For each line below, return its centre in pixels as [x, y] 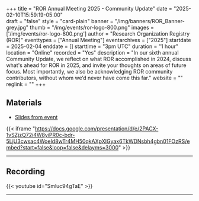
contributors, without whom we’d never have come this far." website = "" [95, 78]
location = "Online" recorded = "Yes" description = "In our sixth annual [92, 52]
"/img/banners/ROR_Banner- [150, 21]
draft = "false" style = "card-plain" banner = [60, 21]
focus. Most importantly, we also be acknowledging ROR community [89, 71]
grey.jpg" [17, 27]
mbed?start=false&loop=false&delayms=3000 [62, 147]
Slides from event [36, 117]
